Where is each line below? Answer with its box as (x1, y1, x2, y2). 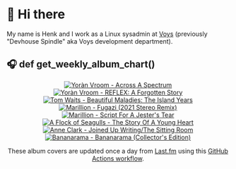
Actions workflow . (92, 154, 144, 163)
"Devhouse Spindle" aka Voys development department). (6, 37, 173, 45)
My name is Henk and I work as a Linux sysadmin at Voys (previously (6, 30, 208, 38)
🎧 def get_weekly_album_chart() (6, 58, 155, 70)
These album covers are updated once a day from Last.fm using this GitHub (7, 146, 229, 155)
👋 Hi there (6, 6, 65, 23)
